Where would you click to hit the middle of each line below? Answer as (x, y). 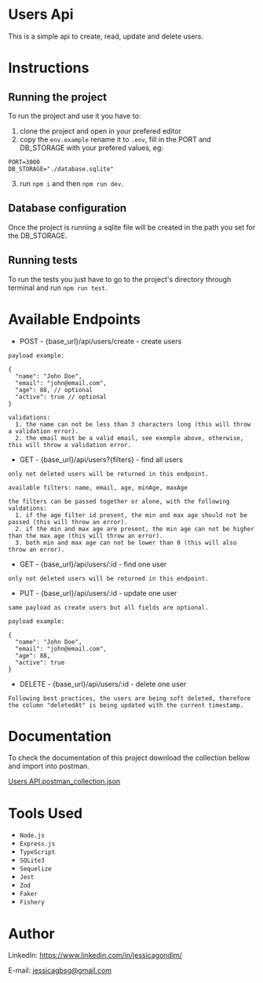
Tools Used (46, 813)
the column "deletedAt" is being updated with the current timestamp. (126, 705)
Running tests (43, 260)
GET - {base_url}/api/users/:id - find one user (93, 564)
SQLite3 (32, 861)
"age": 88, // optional (54, 390)
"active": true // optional (61, 397)
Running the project (58, 97)
